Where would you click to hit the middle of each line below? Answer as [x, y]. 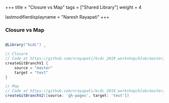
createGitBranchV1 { [27, 63]
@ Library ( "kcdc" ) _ [26, 45]
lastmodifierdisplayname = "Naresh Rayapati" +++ [57, 17]
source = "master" [33, 68]
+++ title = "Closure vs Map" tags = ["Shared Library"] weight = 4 [73, 7]
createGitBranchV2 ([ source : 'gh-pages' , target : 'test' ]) [67, 96]
